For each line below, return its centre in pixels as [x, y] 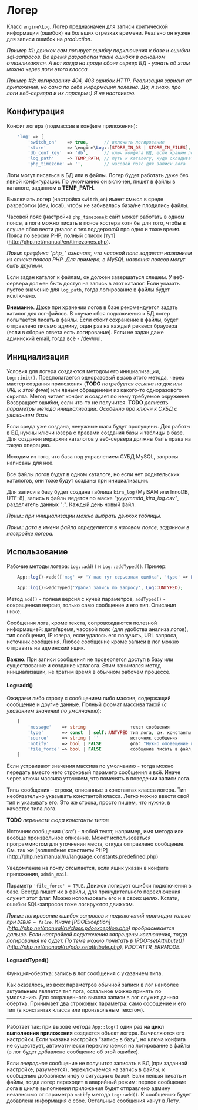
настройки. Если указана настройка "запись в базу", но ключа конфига [96, 1039]
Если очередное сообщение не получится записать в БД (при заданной [97, 1063]
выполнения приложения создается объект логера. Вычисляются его [96, 1033]
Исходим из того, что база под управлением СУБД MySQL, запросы [93, 456]
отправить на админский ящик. [46, 648]
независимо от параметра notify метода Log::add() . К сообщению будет [99, 1094]
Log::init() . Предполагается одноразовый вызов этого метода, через [95, 377]
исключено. [22, 296]
